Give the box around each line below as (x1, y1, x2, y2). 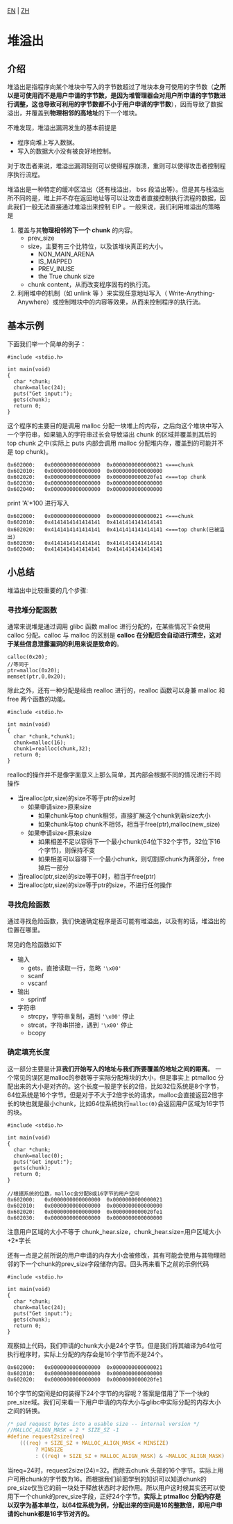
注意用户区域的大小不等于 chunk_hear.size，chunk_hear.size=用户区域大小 (7, 1227, 221, 1235)
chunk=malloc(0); (13, 1152, 64, 1159)
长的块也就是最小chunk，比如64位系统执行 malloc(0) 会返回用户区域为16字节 (7, 1099, 225, 1108)
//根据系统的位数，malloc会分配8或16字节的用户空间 (7, 1190, 140, 1197)
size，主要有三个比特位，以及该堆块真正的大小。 (27, 242, 168, 250)
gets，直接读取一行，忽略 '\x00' (27, 964, 122, 973)
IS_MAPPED (37, 257, 73, 266)
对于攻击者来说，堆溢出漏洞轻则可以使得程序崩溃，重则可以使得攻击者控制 (7, 162, 220, 170)
